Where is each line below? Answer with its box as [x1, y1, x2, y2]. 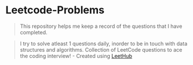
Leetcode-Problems [5, 3, 105, 17]
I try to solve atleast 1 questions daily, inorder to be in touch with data [19, 40, 188, 47]
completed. [19, 28, 48, 35]
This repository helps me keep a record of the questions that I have [19, 23, 182, 30]
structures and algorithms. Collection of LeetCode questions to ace [19, 46, 182, 53]
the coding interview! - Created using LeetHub [19, 52, 133, 59]
